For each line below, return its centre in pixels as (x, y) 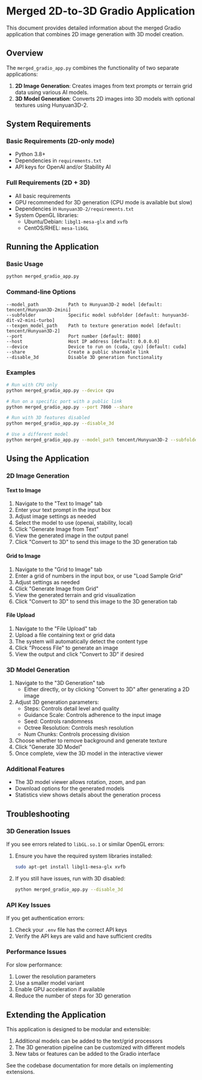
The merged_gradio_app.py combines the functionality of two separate (93, 68)
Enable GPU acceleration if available (60, 990)
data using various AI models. (52, 92)
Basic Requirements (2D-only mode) (60, 141)
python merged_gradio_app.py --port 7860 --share (70, 407)
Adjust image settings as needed (56, 516)
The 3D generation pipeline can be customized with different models (100, 1047)
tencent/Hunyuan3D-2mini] (38, 310)
